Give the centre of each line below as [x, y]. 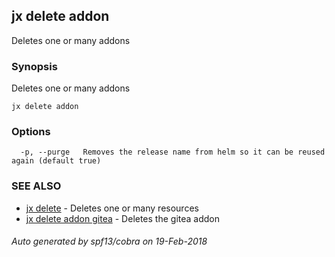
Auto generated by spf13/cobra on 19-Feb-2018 [109, 241]
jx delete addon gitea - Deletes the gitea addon [123, 218]
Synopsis [34, 66]
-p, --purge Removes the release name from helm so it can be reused [173, 152]
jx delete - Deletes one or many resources [112, 208]
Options [31, 132]
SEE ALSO [36, 186]
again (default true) [56, 161]
